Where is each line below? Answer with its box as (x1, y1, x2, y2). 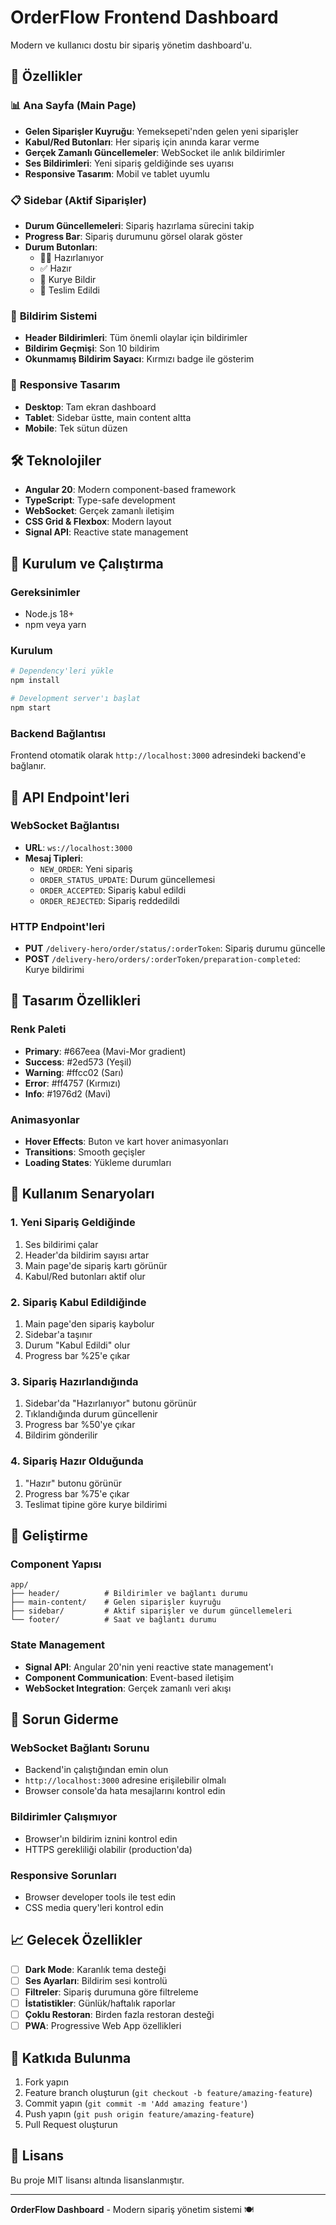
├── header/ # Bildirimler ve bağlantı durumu (10, 1589, 248, 1599)
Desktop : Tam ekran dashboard (24, 401, 157, 413)
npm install (10, 676, 60, 686)
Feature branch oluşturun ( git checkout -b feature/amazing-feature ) (24, 2086, 313, 2098)
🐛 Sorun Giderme (10, 1711, 119, 1728)
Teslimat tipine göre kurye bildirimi (24, 1498, 168, 1510)
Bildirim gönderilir (24, 1429, 98, 1441)
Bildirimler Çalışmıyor (10, 1810, 118, 1824)
